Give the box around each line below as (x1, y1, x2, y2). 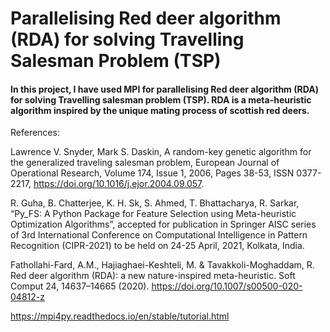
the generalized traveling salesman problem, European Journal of (10, 157, 280, 169)
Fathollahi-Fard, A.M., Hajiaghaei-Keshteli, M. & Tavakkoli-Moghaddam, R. (10, 259, 315, 271)
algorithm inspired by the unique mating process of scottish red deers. (10, 104, 310, 116)
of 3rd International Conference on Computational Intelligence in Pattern (10, 229, 308, 241)
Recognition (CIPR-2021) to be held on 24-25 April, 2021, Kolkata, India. (10, 240, 305, 252)
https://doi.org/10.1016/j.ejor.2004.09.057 (33, 178, 202, 190)
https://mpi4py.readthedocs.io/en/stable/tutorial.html (10, 310, 230, 322)
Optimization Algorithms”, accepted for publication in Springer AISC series (10, 218, 317, 231)
